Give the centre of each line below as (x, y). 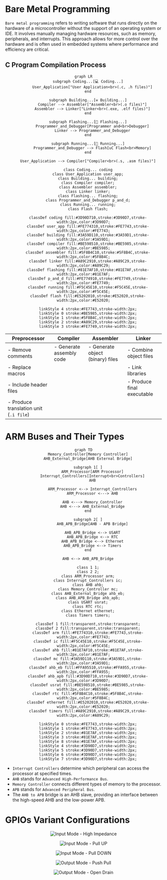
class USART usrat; (88, 602)
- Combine (140, 350)
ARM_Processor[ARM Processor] (92, 472)
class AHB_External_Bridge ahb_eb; (88, 593)
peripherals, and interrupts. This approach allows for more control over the (82, 39)
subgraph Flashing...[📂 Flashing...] (88, 122)
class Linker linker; (88, 192)
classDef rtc (46, 693)
